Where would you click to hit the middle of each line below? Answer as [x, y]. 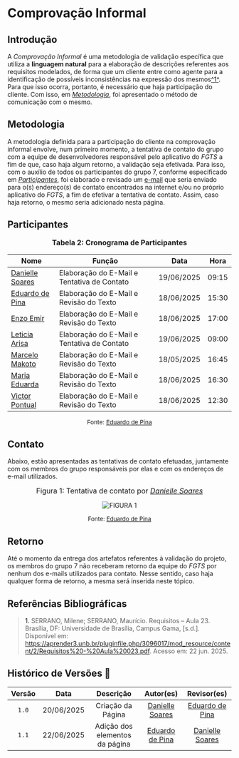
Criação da [114, 705]
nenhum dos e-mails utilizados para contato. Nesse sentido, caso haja [110, 574]
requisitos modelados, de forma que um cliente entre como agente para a [115, 72]
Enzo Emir [28, 318]
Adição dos [114, 726]
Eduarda [25, 384]
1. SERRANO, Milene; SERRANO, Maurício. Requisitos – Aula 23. [117, 621]
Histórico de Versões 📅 [59, 674]
